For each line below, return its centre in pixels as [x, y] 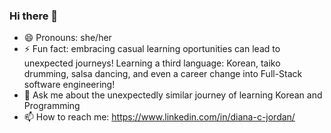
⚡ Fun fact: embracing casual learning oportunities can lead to [152, 49]
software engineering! [69, 85]
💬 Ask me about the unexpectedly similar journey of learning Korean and [173, 95]
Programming [52, 106]
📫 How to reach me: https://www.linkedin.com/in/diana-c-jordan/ [159, 117]
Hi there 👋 [34, 16]
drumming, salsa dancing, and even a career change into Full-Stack [163, 74]
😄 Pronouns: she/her [67, 38]
